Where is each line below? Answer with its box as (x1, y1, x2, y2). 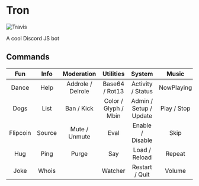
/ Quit (134, 170, 150, 178)
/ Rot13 (103, 87, 124, 95)
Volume (165, 166, 187, 175)
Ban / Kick (65, 104, 94, 112)
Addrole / (66, 80, 93, 88)
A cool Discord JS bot (6, 34, 59, 42)
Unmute (68, 132, 91, 140)
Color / (104, 96, 123, 105)
